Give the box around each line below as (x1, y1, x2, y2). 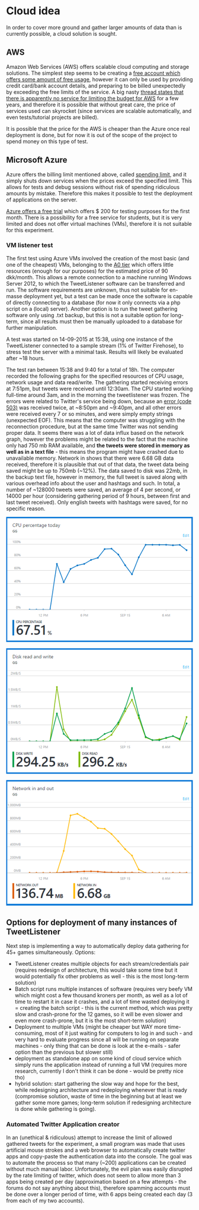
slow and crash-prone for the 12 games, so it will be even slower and (14, 1011, 183, 1018)
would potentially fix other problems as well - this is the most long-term (14, 973, 190, 980)
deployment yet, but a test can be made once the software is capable (23, 292, 193, 299)
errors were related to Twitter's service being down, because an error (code (6, 397, 192, 405)
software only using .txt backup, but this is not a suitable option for (6, 311, 169, 318)
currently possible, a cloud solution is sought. (6, 30, 117, 37)
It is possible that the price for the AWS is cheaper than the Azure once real (6, 125, 191, 132)
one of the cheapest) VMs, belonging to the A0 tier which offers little (6, 261, 174, 268)
